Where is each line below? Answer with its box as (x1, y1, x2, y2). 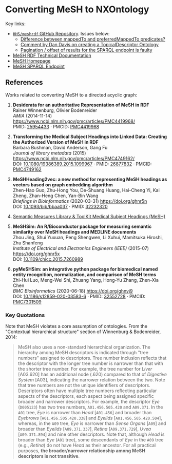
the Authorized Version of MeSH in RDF (12, 139, 99, 145)
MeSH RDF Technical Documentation (12, 52, 91, 59)
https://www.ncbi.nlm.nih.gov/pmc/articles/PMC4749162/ (12, 155, 135, 161)
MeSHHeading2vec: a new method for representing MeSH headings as (12, 176, 167, 182)
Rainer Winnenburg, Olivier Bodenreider (12, 107, 98, 113)
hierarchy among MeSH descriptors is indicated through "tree (17, 350, 149, 356)
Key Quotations (5, 312, 45, 319)
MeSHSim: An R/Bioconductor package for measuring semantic (12, 223, 152, 229)
